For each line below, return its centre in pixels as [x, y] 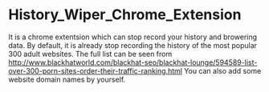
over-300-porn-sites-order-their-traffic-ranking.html [96, 70]
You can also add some [223, 70]
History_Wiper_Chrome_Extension [125, 15]
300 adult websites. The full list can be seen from [90, 54]
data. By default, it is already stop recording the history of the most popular [133, 45]
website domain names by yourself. [67, 79]
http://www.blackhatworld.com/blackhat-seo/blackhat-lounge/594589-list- [133, 62]
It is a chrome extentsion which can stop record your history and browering [133, 37]
